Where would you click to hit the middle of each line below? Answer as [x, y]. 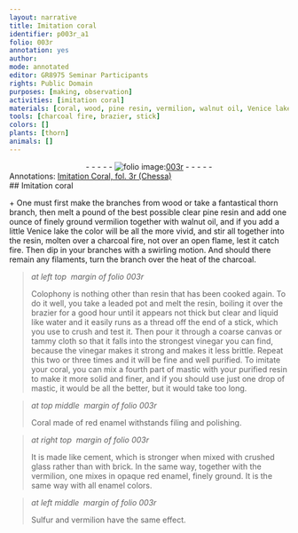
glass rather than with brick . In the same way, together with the [146, 466]
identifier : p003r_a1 [49, 34]
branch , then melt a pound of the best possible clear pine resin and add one [148, 212]
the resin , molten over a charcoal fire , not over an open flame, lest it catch [144, 240]
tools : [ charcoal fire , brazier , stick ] [85, 116]
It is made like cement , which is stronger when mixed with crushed [153, 457]
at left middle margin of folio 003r [94, 502]
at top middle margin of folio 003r [94, 405]
